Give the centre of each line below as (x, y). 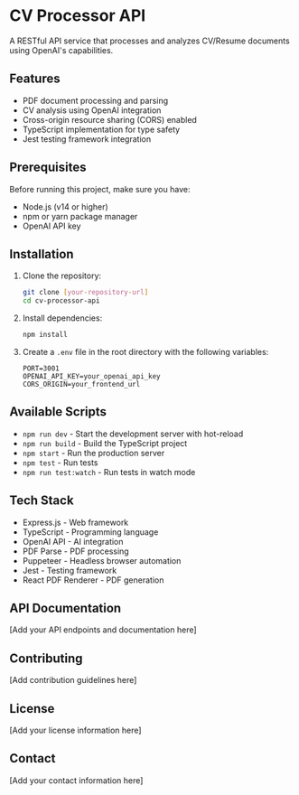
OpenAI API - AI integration (73, 541)
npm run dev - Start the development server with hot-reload (133, 434)
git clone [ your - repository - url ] (85, 293)
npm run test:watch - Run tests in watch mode (109, 472)
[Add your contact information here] (76, 780)
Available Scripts (58, 412)
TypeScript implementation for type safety (101, 129)
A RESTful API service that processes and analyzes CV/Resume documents (150, 41)
